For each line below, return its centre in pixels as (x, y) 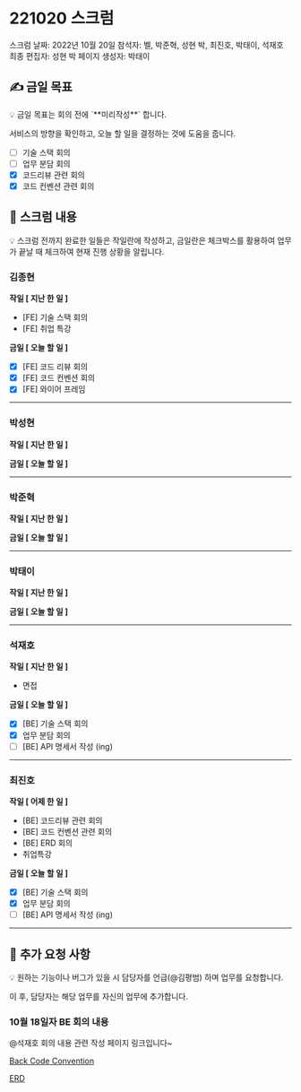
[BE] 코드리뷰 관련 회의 (62, 820)
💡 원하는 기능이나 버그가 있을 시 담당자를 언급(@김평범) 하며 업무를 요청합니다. (146, 977)
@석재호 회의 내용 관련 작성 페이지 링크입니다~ (91, 1043)
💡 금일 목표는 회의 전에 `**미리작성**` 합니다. (88, 114)
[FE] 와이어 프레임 (54, 389)
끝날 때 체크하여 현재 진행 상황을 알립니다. (91, 251)
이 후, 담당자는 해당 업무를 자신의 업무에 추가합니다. (99, 996)
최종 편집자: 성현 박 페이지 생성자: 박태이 (80, 56)
